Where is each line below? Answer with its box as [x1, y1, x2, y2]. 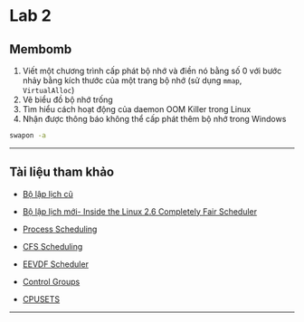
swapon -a [9, 131, 47, 140]
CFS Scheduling [22, 241, 83, 251]
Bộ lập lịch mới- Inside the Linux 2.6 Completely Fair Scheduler [22, 205, 258, 217]
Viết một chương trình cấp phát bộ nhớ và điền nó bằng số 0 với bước [22, 65, 282, 76]
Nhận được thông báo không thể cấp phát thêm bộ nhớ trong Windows [22, 114, 287, 124]
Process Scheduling [22, 223, 98, 234]
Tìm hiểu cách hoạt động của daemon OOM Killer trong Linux [22, 104, 252, 114]
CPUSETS [22, 293, 61, 304]
